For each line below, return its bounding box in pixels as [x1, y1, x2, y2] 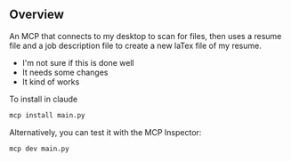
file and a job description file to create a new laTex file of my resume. [9, 40, 263, 51]
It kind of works [21, 76, 80, 87]
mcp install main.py [9, 110, 86, 119]
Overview [9, 7, 65, 22]
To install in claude [9, 93, 78, 104]
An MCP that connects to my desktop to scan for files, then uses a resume [9, 30, 282, 41]
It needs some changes [21, 67, 109, 77]
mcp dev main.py [9, 144, 69, 153]
